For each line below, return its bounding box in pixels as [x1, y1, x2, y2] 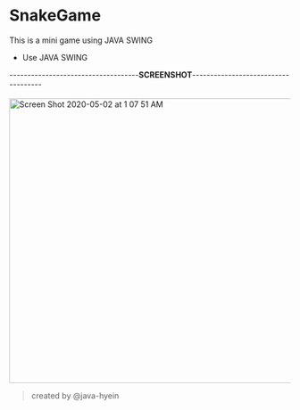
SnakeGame [9, 5, 101, 26]
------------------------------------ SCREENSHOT [9, 69, 193, 80]
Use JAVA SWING [21, 52, 87, 62]
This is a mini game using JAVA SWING [9, 35, 154, 45]
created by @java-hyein [30, 389, 120, 401]
